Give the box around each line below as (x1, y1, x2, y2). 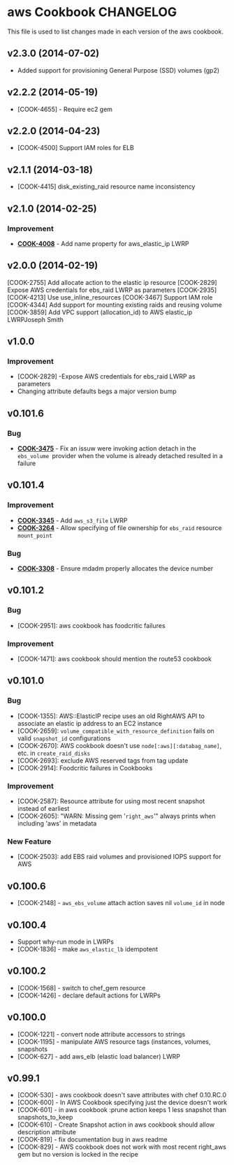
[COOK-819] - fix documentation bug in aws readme (17, 1136, 168, 1144)
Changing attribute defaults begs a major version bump (17, 387, 177, 395)
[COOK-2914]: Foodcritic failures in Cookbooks (17, 763, 153, 772)
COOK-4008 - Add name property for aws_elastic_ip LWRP (17, 239, 189, 248)
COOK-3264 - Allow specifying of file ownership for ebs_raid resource (17, 523, 222, 532)
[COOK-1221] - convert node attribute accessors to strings (17, 1030, 186, 1038)
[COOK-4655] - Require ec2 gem (17, 105, 113, 113)
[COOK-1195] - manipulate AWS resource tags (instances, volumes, (17, 1037, 211, 1046)
